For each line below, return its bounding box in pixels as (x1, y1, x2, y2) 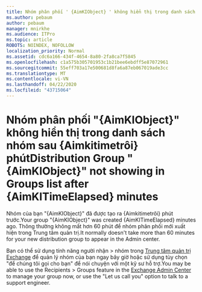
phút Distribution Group (6, 152, 125, 166)
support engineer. (6, 279, 51, 286)
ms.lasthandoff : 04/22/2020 (6, 82, 77, 88)
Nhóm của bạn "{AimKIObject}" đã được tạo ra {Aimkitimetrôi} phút (6, 210, 174, 217)
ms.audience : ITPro (6, 31, 55, 37)
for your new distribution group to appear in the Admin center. (6, 235, 160, 243)
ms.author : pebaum (6, 14, 52, 20)
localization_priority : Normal (6, 48, 85, 54)
